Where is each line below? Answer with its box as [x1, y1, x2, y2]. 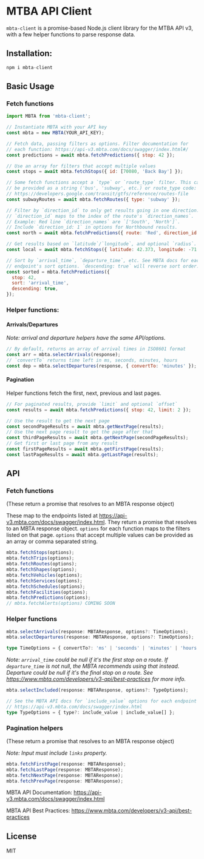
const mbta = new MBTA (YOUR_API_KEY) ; [6, 130, 104, 136]
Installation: [6, 49, 53, 59]
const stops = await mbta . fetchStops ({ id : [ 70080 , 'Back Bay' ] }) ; [6, 169, 183, 175]
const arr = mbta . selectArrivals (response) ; [6, 352, 121, 358]
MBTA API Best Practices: [6, 807, 70, 814]
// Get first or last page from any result [6, 440, 118, 446]
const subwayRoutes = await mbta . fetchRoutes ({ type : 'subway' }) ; [6, 196, 181, 203]
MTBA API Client [6, 4, 92, 18]
